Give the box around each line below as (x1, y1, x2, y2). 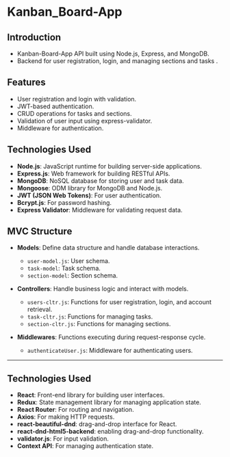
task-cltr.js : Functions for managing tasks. (27, 312, 153, 321)
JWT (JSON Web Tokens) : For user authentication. (16, 191, 162, 199)
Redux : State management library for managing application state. (16, 398, 202, 406)
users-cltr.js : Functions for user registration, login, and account (27, 298, 212, 306)
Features (7, 77, 46, 88)
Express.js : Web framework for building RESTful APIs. (16, 169, 170, 177)
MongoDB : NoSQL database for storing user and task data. (16, 176, 184, 185)
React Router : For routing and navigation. (16, 406, 135, 414)
